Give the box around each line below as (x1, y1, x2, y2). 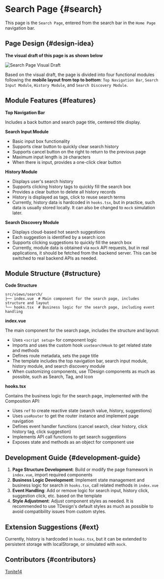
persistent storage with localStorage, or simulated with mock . (5, 541, 127, 547)
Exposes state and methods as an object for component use (12, 439, 134, 445)
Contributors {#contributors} (5, 555, 97, 564)
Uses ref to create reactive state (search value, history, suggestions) (12, 408, 152, 414)
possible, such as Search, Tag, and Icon (12, 374, 93, 380)
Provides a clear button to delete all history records (12, 189, 116, 194)
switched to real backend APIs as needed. (12, 255, 98, 261)
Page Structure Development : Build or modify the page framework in (12, 466, 153, 472)
